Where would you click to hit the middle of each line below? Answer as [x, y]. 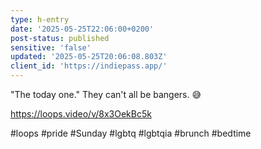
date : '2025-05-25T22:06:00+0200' [82, 29]
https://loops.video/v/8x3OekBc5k [81, 114]
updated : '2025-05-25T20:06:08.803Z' [89, 57]
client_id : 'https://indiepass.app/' [89, 66]
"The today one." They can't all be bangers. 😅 [106, 94]
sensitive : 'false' [51, 47]
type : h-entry [40, 19]
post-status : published [60, 38]
